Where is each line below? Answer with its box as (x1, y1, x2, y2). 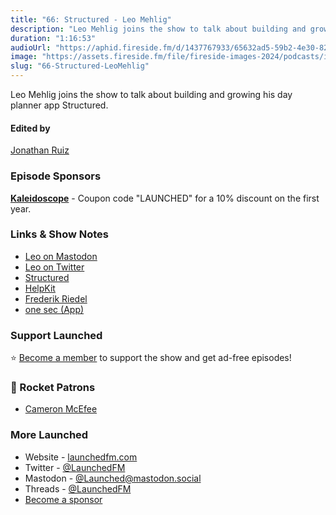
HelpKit (24, 282, 56, 294)
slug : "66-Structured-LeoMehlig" (10, 61, 150, 71)
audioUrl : (10, 42, 52, 53)
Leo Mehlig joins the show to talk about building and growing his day (10, 89, 293, 100)
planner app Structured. (10, 99, 109, 111)
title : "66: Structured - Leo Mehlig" (10, 14, 172, 25)
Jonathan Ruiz (10, 144, 70, 156)
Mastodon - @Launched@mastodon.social (24, 472, 202, 484)
